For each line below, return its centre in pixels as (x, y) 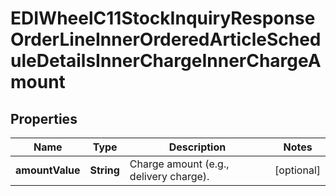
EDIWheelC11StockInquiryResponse (163, 18)
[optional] (297, 170)
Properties (44, 118)
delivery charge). (169, 176)
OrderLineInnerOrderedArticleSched (166, 39)
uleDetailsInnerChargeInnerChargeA (166, 61)
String (104, 170)
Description (197, 147)
